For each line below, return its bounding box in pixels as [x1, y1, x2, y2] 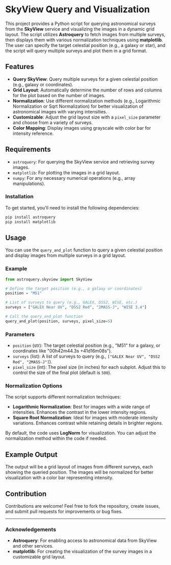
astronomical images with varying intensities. [12, 108, 108, 114]
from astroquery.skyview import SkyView [5, 277, 93, 282]
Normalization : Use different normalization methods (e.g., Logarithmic [12, 98, 161, 104]
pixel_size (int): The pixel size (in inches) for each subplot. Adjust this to [12, 364, 166, 370]
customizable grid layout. [12, 554, 66, 560]
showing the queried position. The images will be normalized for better [5, 469, 154, 476]
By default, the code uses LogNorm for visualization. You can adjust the [5, 430, 156, 436]
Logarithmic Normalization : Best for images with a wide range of [12, 404, 150, 410]
